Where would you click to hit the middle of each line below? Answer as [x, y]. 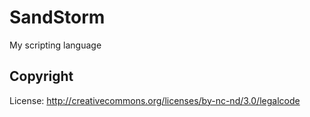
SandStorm [57, 17]
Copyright [41, 76]
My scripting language [55, 45]
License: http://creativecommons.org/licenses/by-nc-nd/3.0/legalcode [155, 100]
